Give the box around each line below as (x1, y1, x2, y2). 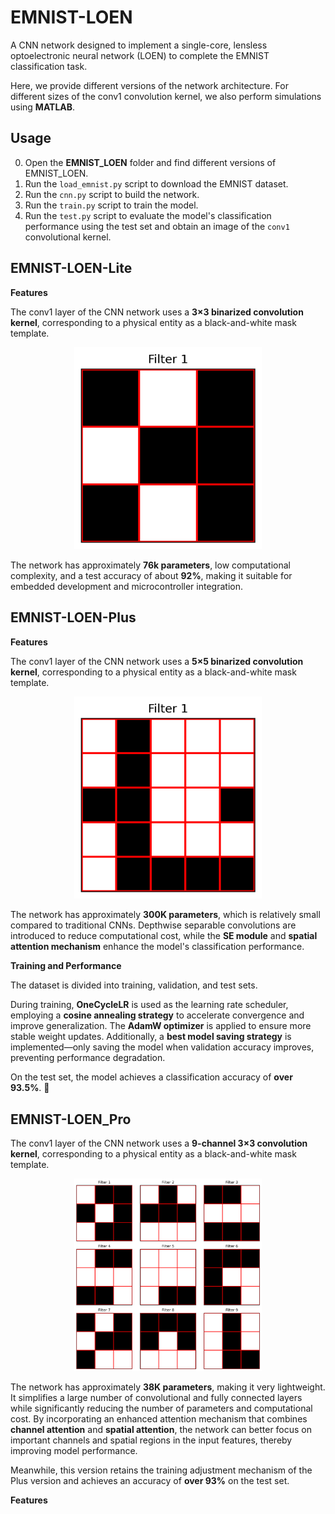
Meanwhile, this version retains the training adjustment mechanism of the (10, 1464, 313, 1476)
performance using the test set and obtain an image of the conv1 (24, 220, 290, 232)
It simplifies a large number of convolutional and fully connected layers (10, 1392, 303, 1404)
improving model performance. (10, 1445, 138, 1457)
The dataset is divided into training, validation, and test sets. (10, 979, 258, 991)
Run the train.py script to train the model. (24, 199, 199, 211)
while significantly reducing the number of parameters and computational (10, 1402, 313, 1415)
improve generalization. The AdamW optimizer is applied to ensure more (10, 1020, 312, 1032)
